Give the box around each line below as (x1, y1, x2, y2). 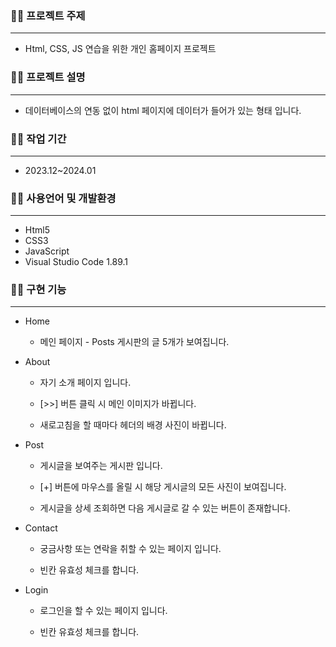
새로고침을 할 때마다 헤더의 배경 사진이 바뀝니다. (39, 419, 227, 431)
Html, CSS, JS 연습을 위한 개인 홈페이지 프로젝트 (24, 43, 217, 55)
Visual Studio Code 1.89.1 (24, 256, 129, 268)
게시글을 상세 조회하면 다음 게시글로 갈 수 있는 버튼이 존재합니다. (39, 502, 291, 514)
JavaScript (24, 245, 70, 257)
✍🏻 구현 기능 (10, 283, 67, 297)
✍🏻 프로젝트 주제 (10, 8, 86, 22)
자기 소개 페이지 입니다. (39, 377, 132, 389)
